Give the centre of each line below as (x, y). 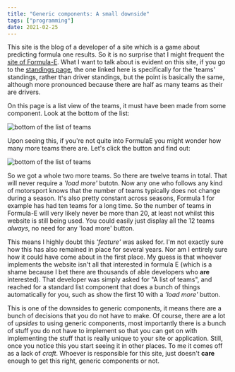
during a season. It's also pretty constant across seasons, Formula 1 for (111, 198)
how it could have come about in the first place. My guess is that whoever (115, 257)
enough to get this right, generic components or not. (84, 361)
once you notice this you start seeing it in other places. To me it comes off (115, 346)
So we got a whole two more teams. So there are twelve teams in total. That (117, 176)
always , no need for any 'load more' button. (71, 228)
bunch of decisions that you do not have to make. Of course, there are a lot (116, 316)
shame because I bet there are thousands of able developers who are (109, 272)
